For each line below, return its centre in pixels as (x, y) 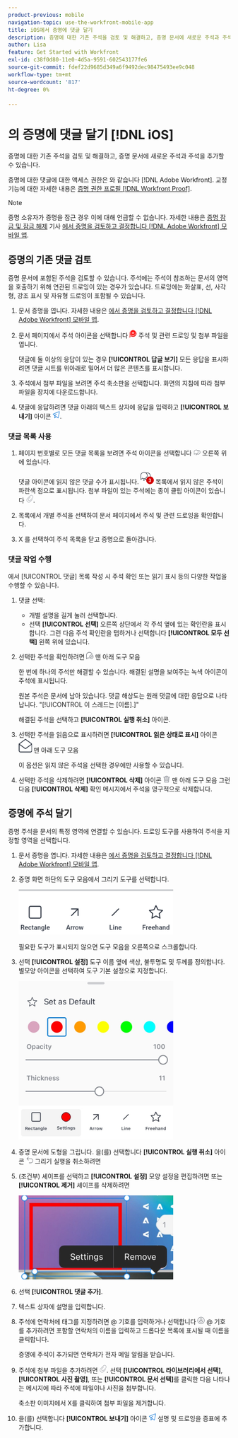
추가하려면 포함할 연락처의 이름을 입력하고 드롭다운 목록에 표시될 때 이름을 (128, 1330)
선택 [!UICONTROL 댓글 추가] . (60, 1292)
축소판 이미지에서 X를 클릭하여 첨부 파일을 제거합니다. (92, 1403)
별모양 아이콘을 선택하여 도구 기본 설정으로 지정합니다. (93, 971)
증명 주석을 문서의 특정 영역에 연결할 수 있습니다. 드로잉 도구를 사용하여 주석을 (115, 832)
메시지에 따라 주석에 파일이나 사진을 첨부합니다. (91, 1388)
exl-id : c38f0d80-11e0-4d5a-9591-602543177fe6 (78, 60)
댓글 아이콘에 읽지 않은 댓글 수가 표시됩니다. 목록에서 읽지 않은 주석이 (121, 482)
